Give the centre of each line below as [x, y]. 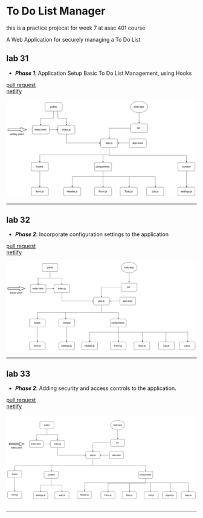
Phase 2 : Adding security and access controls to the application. [95, 388]
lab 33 [18, 374]
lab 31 [18, 59]
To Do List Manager [56, 11]
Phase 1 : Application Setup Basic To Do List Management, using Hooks [103, 73]
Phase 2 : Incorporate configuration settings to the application [92, 234]
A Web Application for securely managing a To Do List [73, 39]
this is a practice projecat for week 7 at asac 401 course [76, 28]
